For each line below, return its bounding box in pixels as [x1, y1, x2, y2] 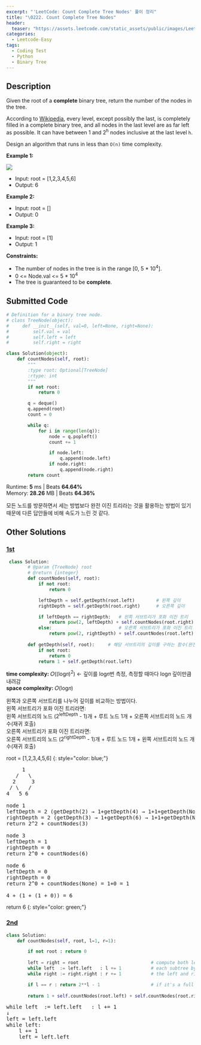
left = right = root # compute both [28, 960, 188, 966]
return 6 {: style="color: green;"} [6, 903, 87, 911]
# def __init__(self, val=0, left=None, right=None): [6, 323, 154, 329]
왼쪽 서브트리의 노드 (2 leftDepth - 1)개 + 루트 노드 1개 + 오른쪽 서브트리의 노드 [6, 711, 185, 720]
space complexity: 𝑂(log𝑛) [6, 684, 74, 692]
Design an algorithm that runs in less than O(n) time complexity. [6, 140, 163, 148]
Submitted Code [6, 296, 68, 306]
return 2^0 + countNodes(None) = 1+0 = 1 [6, 880, 130, 887]
